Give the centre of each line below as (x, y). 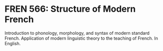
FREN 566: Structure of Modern (70, 9)
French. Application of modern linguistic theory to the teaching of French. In (81, 38)
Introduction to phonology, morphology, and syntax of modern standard (77, 33)
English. (13, 43)
